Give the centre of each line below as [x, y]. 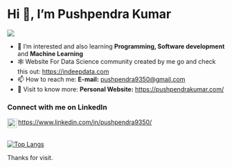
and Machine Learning [50, 53]
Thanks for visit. [30, 158]
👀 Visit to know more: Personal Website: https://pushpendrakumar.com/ [121, 89]
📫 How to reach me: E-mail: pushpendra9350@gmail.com [101, 79]
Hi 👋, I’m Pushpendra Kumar [89, 14]
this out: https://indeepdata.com [63, 71]
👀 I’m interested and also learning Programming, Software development [121, 46]
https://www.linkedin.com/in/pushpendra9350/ [85, 122]
